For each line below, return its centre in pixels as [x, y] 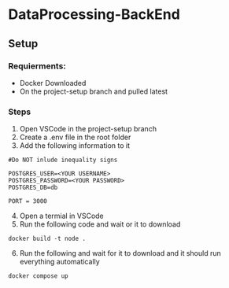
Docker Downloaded [53, 83]
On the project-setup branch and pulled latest [93, 91]
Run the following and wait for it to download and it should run [120, 253]
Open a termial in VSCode [61, 216]
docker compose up [38, 276]
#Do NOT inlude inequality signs [63, 160]
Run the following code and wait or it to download [100, 224]
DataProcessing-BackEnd [94, 15]
